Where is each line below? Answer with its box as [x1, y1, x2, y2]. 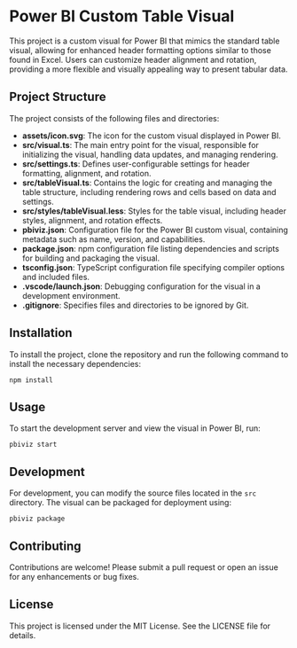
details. [9, 629, 36, 640]
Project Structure [9, 90, 106, 105]
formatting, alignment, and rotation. [21, 168, 152, 178]
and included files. [21, 271, 90, 282]
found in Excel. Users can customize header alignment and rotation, [9, 54, 257, 65]
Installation [9, 325, 73, 340]
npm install [9, 375, 53, 385]
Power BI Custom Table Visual [9, 6, 235, 27]
